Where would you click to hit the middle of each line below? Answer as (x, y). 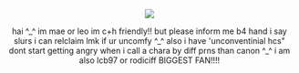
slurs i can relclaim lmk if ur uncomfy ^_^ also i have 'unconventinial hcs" (149, 41)
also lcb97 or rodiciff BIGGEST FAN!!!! (149, 60)
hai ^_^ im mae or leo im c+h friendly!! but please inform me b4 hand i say (149, 31)
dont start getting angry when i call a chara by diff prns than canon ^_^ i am (149, 51)
